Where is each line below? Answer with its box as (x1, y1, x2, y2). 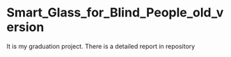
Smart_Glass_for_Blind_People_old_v (6, 5, 224, 21)
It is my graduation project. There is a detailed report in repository (6, 42, 196, 50)
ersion (6, 19, 45, 35)
